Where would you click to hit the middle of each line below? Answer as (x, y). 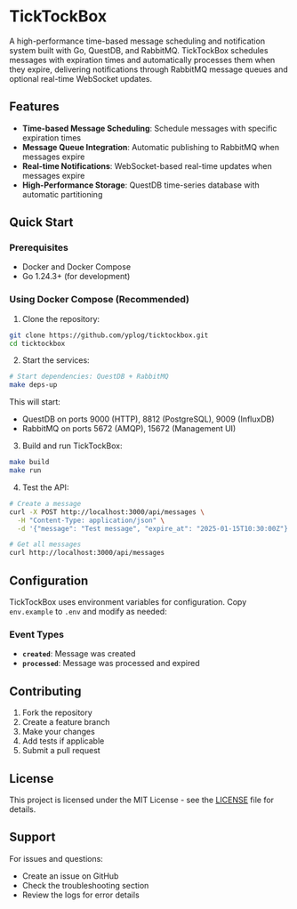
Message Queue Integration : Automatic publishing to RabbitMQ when (151, 147)
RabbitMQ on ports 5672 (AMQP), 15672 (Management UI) (129, 429)
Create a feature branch (66, 722)
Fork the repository (57, 712)
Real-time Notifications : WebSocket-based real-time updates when (147, 165)
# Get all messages (45, 544)
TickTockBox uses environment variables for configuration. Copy (128, 602)
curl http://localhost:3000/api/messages (87, 553)
